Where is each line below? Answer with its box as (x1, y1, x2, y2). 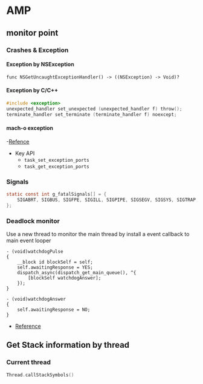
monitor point (6, 28, 59, 38)
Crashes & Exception (6, 46, 69, 54)
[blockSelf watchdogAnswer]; (28, 275, 101, 281)
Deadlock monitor (6, 217, 60, 225)
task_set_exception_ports (24, 157, 89, 163)
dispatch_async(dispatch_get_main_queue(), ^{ (17, 269, 137, 275)
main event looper (6, 237, 51, 244)
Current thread (6, 358, 51, 366)
